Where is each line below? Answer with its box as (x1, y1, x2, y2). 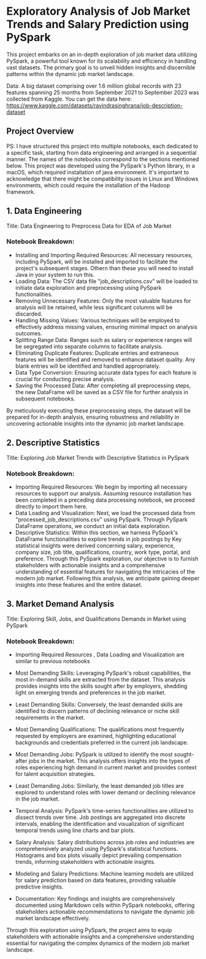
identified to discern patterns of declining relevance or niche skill (15, 707, 180, 715)
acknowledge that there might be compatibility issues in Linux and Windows (6, 175, 199, 182)
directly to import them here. (15, 502, 88, 510)
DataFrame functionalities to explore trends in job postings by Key (15, 535, 182, 543)
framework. (6, 188, 36, 195)
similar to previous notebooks (15, 658, 90, 665)
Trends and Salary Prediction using (6, 17, 189, 31)
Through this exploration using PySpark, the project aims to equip (6, 926, 172, 934)
